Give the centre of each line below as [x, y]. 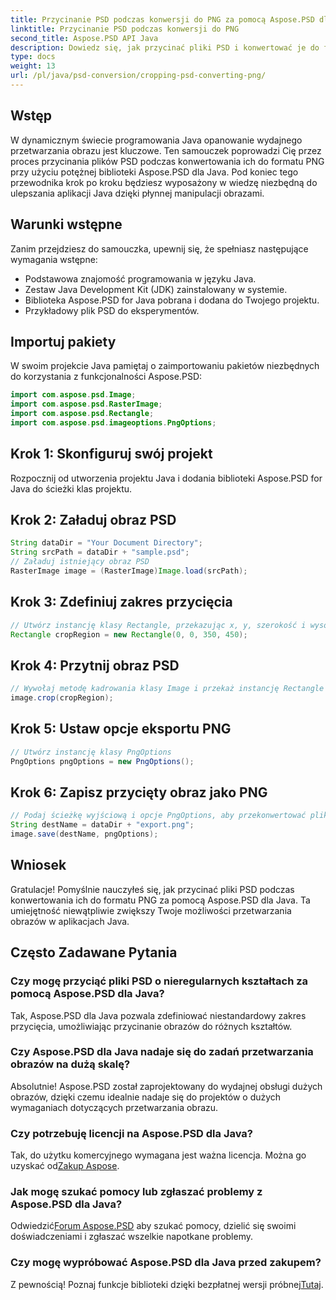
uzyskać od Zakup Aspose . [65, 1166]
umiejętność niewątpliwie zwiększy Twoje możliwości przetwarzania [151, 910]
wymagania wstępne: [54, 259]
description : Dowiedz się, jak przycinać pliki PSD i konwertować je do [165, 47]
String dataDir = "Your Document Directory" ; [106, 543]
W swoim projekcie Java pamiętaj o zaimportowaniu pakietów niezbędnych [165, 366]
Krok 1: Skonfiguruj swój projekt [111, 454]
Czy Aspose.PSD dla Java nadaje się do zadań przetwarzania [162, 1052]
